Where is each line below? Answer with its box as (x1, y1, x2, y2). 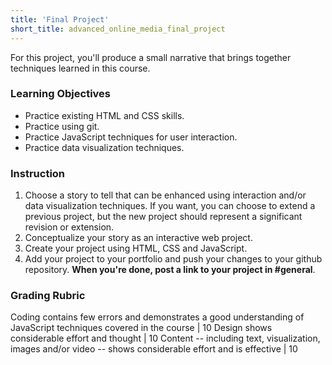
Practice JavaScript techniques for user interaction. (24, 131, 238, 143)
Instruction (10, 166, 66, 180)
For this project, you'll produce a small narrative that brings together (10, 51, 292, 63)
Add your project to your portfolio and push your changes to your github (24, 253, 323, 265)
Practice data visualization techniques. (24, 141, 185, 153)
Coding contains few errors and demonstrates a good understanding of (10, 311, 305, 323)
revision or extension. (24, 221, 115, 233)
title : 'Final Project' (10, 14, 110, 25)
